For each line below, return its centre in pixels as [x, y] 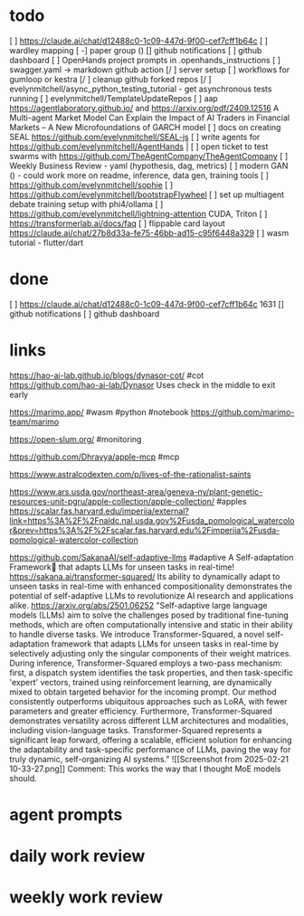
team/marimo [34, 421]
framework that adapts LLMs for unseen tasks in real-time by [165, 644]
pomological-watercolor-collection [74, 540]
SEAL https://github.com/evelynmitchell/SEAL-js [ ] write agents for [135, 137]
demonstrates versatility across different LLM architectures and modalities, [149, 721]
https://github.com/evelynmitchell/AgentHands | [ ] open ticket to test [139, 146]
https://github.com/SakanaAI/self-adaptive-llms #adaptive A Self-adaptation [152, 557]
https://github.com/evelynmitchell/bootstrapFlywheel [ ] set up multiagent [147, 194]
